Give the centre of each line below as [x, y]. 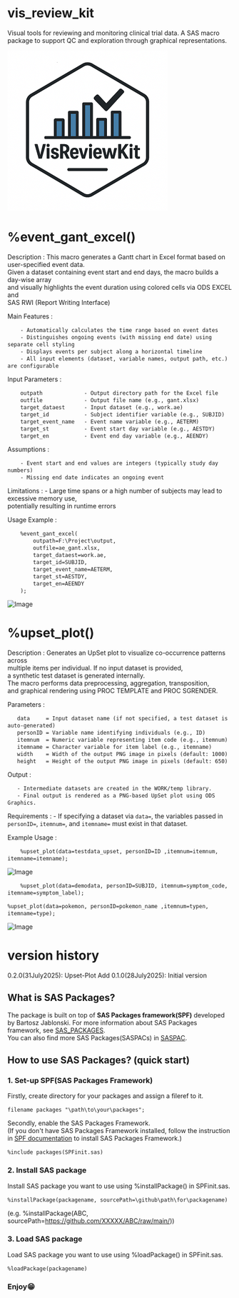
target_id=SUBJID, [60, 562]
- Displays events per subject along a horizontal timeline [111, 351]
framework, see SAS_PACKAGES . [56, 1030]
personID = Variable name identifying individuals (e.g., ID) [111, 733]
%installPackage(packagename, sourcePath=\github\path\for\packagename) [118, 1200]
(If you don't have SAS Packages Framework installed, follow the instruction [119, 1131]
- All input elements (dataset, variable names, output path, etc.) [124, 358]
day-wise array [30, 279]
